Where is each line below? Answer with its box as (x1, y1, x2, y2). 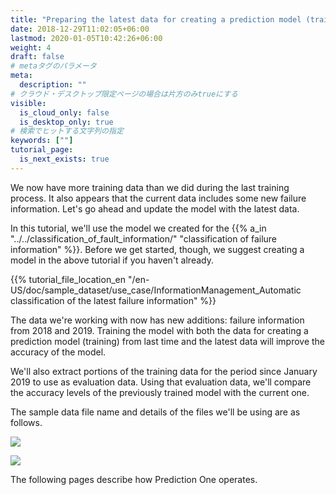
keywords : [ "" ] (10, 136, 74, 146)
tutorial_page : (10, 145, 74, 155)
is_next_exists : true (19, 154, 110, 164)
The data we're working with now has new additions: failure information (10, 314, 305, 326)
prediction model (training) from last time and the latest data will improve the (10, 335, 326, 347)
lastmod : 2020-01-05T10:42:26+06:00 (10, 33, 163, 43)
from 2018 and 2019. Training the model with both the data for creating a (10, 324, 309, 336)
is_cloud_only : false (19, 107, 110, 118)
